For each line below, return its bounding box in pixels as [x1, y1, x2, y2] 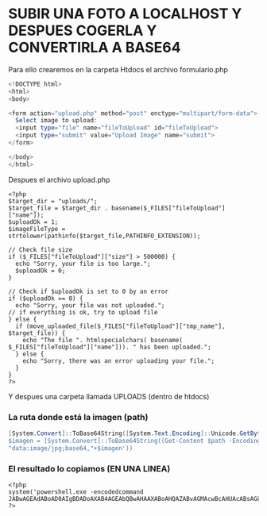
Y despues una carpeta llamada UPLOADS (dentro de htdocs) [8, 391, 210, 401]
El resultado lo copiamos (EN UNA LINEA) [8, 463, 171, 474]
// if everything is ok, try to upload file [8, 308, 158, 316]
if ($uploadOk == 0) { [8, 295, 83, 302]
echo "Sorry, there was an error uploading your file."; [22, 356, 215, 365]
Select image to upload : [15, 117, 98, 125]
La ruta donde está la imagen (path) [8, 411, 149, 422]
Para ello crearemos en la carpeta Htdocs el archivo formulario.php [8, 64, 229, 74]
